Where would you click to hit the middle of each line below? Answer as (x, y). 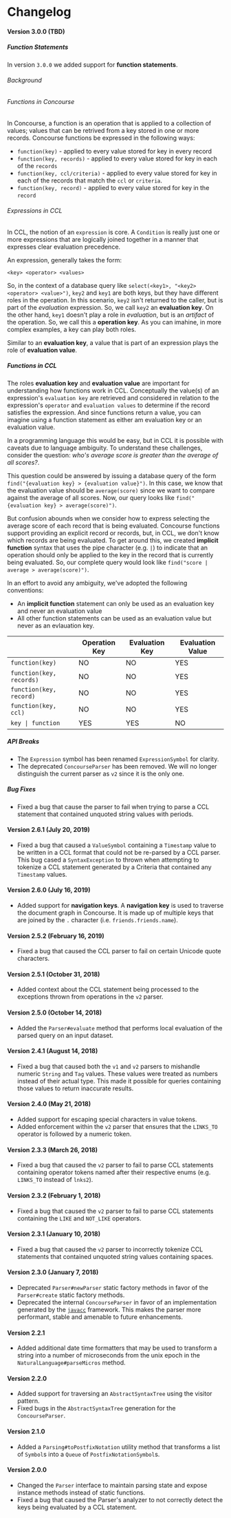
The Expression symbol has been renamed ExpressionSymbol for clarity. (118, 759)
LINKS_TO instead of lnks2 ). (55, 1180)
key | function (35, 723)
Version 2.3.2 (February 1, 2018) (54, 1195)
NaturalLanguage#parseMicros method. (71, 1363)
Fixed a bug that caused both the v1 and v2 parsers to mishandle (109, 1066)
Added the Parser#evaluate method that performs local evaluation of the (120, 1028)
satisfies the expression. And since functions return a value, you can (104, 412)
